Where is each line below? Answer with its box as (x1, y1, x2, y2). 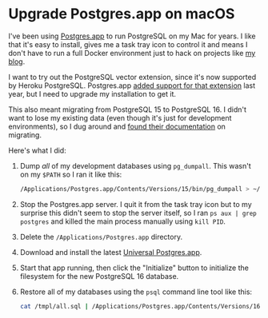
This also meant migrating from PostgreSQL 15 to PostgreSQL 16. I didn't (8, 105, 246, 114)
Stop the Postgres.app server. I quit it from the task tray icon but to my (19, 199, 252, 209)
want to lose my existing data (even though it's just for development (8, 113, 232, 122)
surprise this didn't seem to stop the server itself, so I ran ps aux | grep (19, 208, 258, 217)
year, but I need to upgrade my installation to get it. (8, 89, 176, 98)
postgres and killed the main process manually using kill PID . (19, 217, 226, 226)
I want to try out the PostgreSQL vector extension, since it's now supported (8, 72, 257, 81)
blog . (8, 57, 26, 66)
